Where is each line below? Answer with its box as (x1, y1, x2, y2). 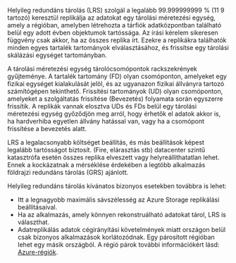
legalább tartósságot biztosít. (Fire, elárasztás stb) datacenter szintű (7, 146, 206, 154)
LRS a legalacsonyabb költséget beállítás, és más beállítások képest (7, 138, 204, 147)
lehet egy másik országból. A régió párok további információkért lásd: (17, 240, 220, 249)
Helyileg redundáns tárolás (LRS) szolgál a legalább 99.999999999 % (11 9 (7, 6, 225, 14)
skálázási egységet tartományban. (7, 51, 107, 59)
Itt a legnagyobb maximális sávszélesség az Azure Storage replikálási (17, 195, 220, 204)
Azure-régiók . (17, 248, 58, 256)
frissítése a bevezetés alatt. (7, 125, 87, 133)
